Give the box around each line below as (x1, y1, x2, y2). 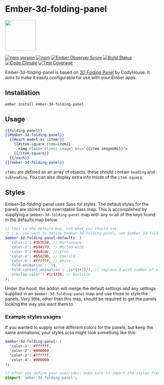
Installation (5, 89, 40, 97)
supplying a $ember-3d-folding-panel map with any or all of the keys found (5, 212, 156, 218)
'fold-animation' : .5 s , (9, 263, 58, 268)
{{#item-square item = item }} (14, 142, 71, 147)
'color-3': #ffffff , (9, 353, 51, 358)
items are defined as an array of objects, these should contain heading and (5, 169, 155, 175)
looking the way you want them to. (5, 301, 75, 307)
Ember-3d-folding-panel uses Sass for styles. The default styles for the (5, 201, 149, 207)
